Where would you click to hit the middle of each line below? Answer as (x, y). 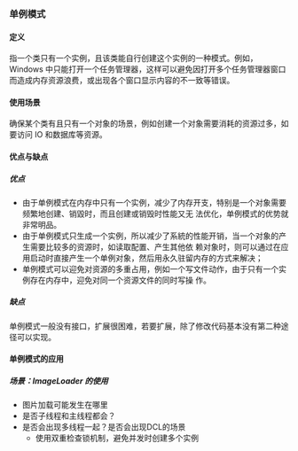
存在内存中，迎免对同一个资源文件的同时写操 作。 (120, 280)
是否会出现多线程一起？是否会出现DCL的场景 (104, 427)
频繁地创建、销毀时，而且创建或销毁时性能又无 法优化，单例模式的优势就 (155, 214)
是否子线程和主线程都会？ (69, 416)
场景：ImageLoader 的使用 (59, 381)
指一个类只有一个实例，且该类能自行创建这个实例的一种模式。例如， (133, 58)
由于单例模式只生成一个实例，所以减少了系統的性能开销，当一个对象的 (150, 236)
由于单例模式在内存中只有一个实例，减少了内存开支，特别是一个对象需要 (154, 202)
